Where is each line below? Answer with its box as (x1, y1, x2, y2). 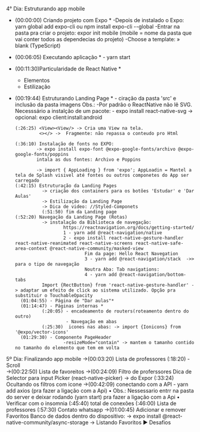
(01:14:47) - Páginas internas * (20, 303, 104, 309)
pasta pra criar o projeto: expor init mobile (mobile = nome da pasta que (14, 29, 192, 36)
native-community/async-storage (6, 419, 89, 426)
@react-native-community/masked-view (50, 246, 144, 252)
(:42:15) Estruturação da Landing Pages (14, 183, 117, 189)
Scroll (6, 361, 21, 369)
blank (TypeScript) (14, 42, 61, 49)
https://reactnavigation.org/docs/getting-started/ (63, 225, 195, 231)
